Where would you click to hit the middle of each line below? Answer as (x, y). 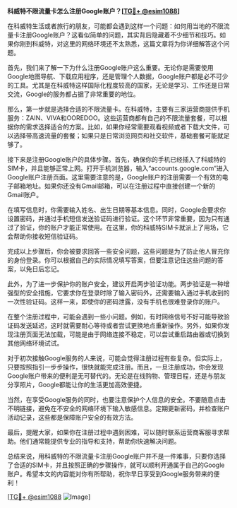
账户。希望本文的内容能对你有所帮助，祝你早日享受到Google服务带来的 (110, 474)
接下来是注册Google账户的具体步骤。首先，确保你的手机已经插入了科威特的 (117, 159)
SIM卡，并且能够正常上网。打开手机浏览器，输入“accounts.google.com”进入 (118, 168)
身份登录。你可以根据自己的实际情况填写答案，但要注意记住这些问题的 (115, 260)
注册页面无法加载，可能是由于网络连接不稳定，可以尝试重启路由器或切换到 (121, 334)
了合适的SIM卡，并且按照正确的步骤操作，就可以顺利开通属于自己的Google (116, 465)
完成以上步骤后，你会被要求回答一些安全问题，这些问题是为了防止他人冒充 (115, 251)
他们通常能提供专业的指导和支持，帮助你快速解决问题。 (100, 441)
